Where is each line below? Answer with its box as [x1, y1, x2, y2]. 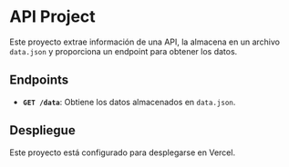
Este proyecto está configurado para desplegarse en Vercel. [9, 147, 235, 158]
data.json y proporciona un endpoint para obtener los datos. [9, 45, 238, 56]
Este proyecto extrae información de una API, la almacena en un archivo [9, 36, 281, 47]
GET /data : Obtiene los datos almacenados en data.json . [22, 96, 236, 107]
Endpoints [9, 73, 69, 88]
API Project [9, 6, 96, 27]
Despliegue [9, 123, 76, 138]
